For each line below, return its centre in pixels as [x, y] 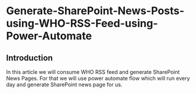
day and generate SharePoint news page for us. [64, 85]
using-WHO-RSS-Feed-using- [82, 23]
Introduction [30, 58]
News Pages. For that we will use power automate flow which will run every [98, 78]
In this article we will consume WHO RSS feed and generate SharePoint [93, 72]
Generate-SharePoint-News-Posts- [95, 11]
